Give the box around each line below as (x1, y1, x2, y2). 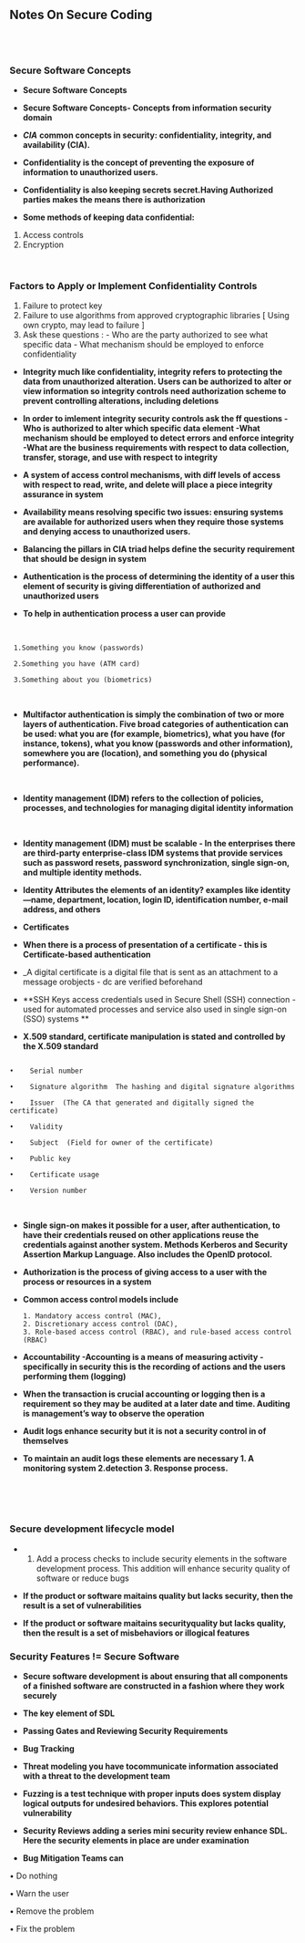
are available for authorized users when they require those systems (22, 516, 284, 527)
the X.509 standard (22, 1041, 98, 1052)
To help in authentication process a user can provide (22, 608, 226, 619)
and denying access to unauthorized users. (22, 526, 191, 537)
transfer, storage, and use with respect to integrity (22, 452, 219, 463)
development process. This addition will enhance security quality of (36, 1563, 290, 1574)
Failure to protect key (22, 300, 103, 311)
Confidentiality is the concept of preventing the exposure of (22, 157, 255, 168)
